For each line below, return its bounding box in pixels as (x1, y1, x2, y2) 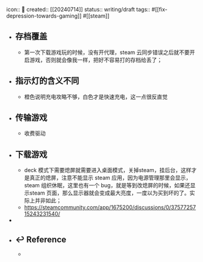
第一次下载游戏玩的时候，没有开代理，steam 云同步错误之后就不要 (24, 49, 190, 56)
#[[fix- (151, 6, 168, 13)
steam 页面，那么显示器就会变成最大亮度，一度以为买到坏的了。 (29, 189, 190, 197)
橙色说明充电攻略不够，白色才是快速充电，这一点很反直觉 (24, 93, 168, 100)
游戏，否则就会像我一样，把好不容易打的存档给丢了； (29, 56, 162, 63)
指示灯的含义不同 (15, 76, 79, 86)
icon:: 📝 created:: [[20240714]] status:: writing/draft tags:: (6, 6, 150, 13)
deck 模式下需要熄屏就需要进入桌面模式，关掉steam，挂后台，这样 (24, 167, 192, 174)
